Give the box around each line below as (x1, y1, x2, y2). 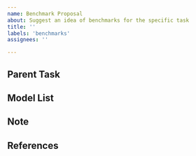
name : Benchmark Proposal (7, 10, 83, 17)
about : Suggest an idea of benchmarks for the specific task (7, 17, 190, 24)
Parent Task (7, 68, 61, 80)
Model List (7, 92, 54, 104)
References (7, 139, 59, 151)
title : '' (7, 23, 36, 30)
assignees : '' (7, 36, 49, 43)
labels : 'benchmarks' (7, 29, 71, 37)
